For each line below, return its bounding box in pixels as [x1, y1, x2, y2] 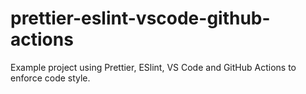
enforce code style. [10, 72, 91, 84]
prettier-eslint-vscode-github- [10, 7, 271, 30]
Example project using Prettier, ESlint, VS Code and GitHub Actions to [10, 61, 297, 73]
